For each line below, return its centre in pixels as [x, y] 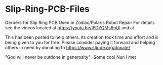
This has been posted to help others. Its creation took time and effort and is [82, 37]
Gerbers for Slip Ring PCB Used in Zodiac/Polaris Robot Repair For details [80, 22]
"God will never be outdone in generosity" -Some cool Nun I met [71, 57]
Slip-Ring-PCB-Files [47, 9]
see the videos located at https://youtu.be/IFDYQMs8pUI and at [70, 27]
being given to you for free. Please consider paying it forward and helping [80, 42]
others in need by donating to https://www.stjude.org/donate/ [68, 47]
